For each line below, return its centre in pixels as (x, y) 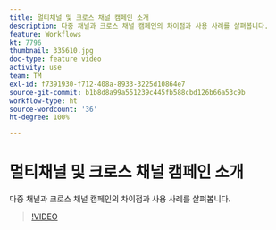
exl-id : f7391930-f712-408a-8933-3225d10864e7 (97, 84)
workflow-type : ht (43, 101)
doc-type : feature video (55, 59)
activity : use (36, 68)
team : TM (25, 76)
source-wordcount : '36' (54, 109)
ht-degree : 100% (39, 117)
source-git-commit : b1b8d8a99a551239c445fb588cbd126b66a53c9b (127, 92)
